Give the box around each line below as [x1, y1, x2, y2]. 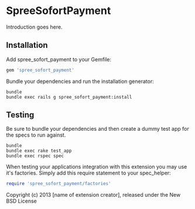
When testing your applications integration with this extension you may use [6, 163, 187, 170]
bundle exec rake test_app [6, 148, 72, 154]
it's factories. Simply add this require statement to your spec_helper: [6, 169, 171, 176]
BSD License [6, 197, 37, 205]
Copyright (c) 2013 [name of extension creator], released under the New [6, 191, 181, 198]
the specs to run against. [6, 131, 66, 138]
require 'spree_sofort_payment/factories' [6, 181, 111, 187]
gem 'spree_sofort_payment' [6, 67, 75, 73]
